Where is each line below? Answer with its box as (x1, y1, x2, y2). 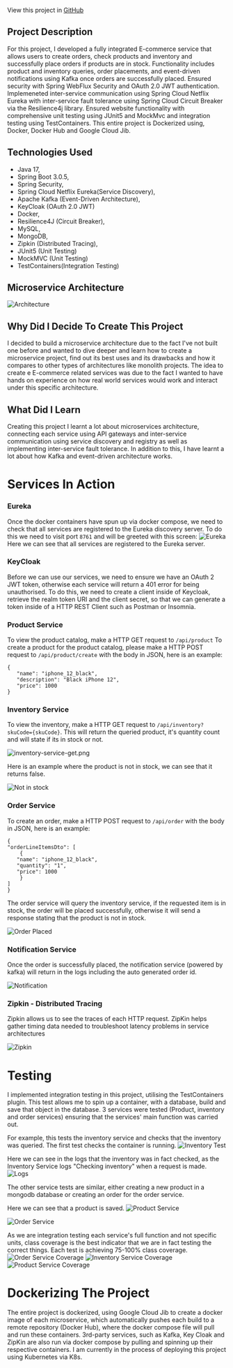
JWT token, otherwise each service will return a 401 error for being (7, 580, 200, 589)
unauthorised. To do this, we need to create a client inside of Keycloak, (7, 587, 211, 596)
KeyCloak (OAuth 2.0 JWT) (17, 202, 95, 210)
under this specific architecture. (7, 383, 99, 392)
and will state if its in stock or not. (7, 735, 104, 744)
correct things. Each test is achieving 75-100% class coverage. (7, 1246, 188, 1254)
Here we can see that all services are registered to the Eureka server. (7, 539, 205, 547)
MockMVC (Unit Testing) (17, 254, 88, 263)
